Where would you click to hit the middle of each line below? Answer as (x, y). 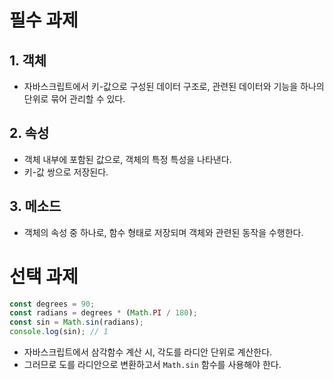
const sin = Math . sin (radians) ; (76, 322)
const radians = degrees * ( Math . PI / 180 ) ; (103, 313)
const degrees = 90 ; (52, 304)
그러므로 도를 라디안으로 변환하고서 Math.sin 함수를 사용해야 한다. (152, 365)
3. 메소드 (35, 206)
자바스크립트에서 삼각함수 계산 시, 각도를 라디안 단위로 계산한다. (148, 352)
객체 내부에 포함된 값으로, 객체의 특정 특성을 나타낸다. (127, 159)
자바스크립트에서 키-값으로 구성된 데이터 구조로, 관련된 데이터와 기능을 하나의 (174, 86)
